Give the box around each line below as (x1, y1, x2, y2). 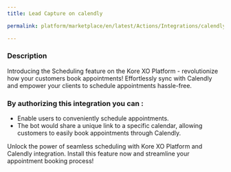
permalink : (7, 22, 38, 30)
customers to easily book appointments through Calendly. (16, 129, 181, 138)
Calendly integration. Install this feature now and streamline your (7, 149, 190, 158)
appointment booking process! (7, 157, 94, 165)
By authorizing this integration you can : (7, 98, 144, 108)
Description (7, 51, 47, 61)
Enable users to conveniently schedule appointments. (16, 114, 170, 122)
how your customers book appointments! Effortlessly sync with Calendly (7, 74, 212, 83)
